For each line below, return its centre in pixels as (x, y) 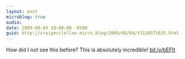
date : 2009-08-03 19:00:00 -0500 (47, 28)
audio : (14, 22)
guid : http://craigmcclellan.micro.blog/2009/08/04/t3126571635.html (93, 33)
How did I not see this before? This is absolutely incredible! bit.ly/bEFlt (91, 50)
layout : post (22, 11)
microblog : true (26, 17)
